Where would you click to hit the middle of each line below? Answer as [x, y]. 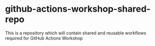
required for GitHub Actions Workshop [44, 38]
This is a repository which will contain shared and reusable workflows [76, 33]
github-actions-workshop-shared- [78, 9]
